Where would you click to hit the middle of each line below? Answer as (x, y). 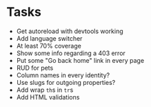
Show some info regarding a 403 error (71, 53)
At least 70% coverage (49, 46)
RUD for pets (35, 68)
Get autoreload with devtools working (70, 31)
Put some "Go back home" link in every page (80, 60)
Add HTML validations (48, 97)
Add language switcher (49, 38)
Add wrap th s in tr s (45, 90)
